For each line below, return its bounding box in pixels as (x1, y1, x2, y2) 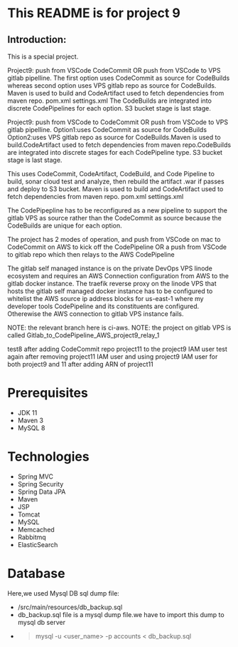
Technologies (7, 449, 90, 465)
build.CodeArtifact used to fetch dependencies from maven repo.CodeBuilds (7, 141, 232, 149)
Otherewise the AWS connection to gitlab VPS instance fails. (7, 310, 184, 318)
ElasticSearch (17, 540, 58, 549)
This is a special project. (7, 52, 79, 61)
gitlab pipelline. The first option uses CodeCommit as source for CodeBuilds (7, 73, 230, 82)
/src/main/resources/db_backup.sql (17, 603, 123, 611)
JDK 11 (17, 408, 38, 417)
